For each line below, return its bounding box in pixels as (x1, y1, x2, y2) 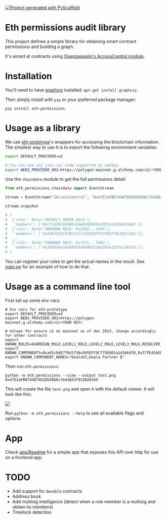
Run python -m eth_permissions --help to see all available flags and (5, 410, 144, 416)
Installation (5, 71, 52, 82)
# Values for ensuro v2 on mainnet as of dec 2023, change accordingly (5, 328, 156, 334)
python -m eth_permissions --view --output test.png (5, 373, 116, 378)
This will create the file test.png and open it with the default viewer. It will (5, 386, 155, 392)
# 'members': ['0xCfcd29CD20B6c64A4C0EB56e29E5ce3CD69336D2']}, (5, 222, 145, 227)
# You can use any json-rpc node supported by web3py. (5, 162, 121, 168)
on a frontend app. (5, 454, 43, 460)
